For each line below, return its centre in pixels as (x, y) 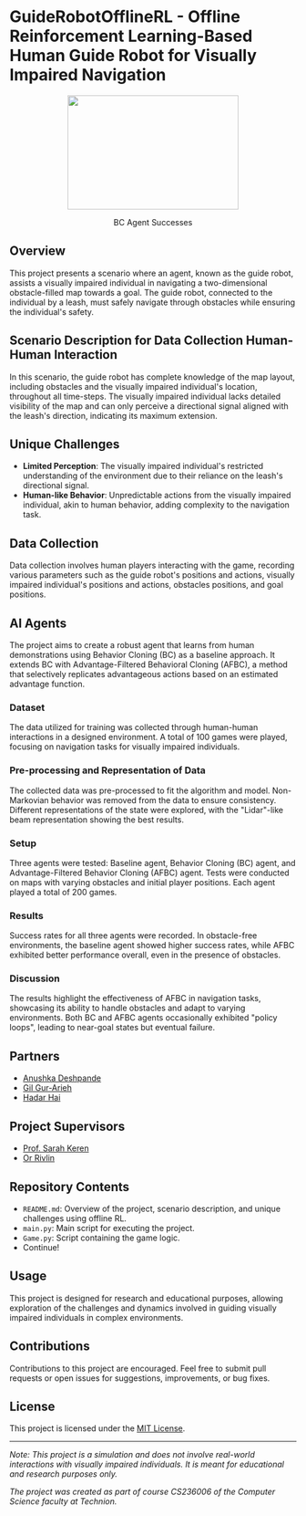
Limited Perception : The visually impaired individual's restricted (143, 466)
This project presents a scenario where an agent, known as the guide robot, (152, 273)
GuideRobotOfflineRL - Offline (125, 17)
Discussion (35, 978)
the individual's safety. (51, 311)
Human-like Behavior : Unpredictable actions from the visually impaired (157, 496)
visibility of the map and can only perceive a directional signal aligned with (149, 406)
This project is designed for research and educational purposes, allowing (147, 1298)
